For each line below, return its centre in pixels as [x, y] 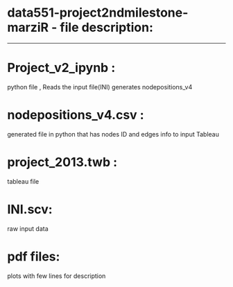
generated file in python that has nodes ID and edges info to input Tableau [113, 134]
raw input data [28, 228]
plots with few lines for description [57, 276]
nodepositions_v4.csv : [76, 115]
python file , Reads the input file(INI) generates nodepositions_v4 [100, 87]
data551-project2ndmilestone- [98, 13]
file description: [107, 27]
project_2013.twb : [62, 162]
